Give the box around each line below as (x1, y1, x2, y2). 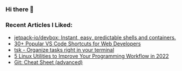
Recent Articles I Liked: (5, 20, 73, 29)
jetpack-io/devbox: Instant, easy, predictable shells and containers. (13, 34, 176, 41)
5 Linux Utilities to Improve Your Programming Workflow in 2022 (13, 52, 169, 60)
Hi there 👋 (5, 5, 35, 13)
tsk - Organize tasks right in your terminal (13, 47, 115, 54)
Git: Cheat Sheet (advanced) (13, 59, 83, 66)
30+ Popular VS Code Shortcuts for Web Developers (13, 40, 141, 47)
